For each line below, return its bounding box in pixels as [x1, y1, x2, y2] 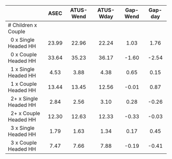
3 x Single [10, 125, 35, 131]
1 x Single [10, 66, 35, 73]
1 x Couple [10, 80, 37, 87]
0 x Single [10, 36, 35, 43]
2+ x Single [10, 95, 38, 102]
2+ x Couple [10, 110, 40, 117]
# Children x [8, 21, 37, 29]
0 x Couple [10, 51, 37, 58]
